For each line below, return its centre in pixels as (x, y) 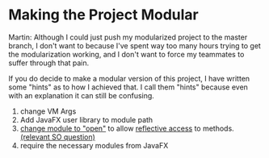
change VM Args (48, 111)
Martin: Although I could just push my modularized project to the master (128, 37)
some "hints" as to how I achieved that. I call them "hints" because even (128, 87)
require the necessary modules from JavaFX (94, 145)
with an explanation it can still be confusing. (82, 95)
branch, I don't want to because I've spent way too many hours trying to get (134, 45)
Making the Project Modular (104, 15)
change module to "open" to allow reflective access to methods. (127, 128)
